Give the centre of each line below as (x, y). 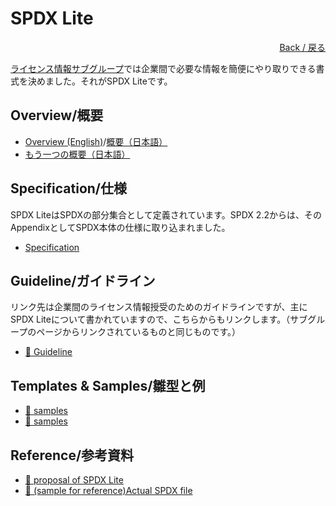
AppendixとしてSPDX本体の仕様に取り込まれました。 (120, 227)
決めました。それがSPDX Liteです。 (100, 81)
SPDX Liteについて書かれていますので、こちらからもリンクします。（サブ (159, 319)
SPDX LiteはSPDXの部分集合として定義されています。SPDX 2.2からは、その (166, 214)
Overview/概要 (57, 115)
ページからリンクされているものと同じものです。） (139, 332)
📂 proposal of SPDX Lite (74, 480)
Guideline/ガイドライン (83, 280)
